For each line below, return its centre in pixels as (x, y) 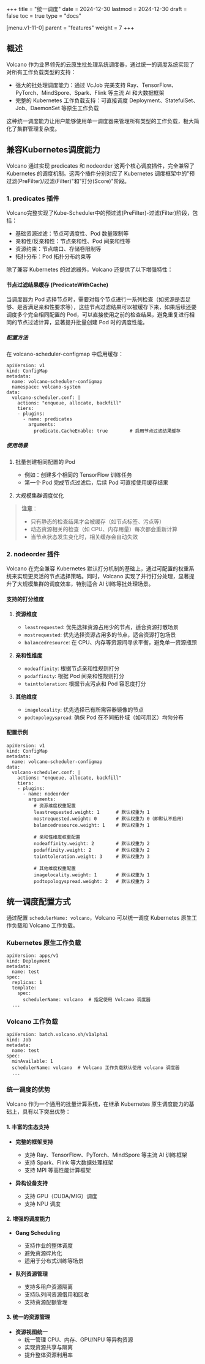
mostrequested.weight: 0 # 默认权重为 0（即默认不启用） (110, 819)
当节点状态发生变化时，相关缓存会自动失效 (84, 537)
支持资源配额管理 (46, 1302)
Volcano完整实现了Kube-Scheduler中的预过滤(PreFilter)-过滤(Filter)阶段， (99, 212)
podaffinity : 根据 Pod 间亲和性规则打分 (74, 676)
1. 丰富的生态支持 (28, 1127)
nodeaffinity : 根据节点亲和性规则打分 (72, 668)
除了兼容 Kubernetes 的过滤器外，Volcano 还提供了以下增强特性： (90, 269)
